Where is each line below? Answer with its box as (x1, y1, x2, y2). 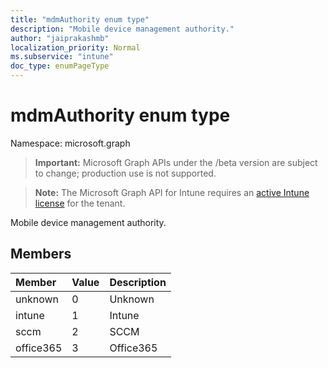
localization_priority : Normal (10, 42, 141, 53)
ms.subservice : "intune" (10, 52, 114, 62)
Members (10, 246, 72, 263)
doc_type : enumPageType (10, 61, 110, 71)
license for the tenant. (34, 197, 126, 209)
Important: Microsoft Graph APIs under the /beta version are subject (34, 156, 318, 168)
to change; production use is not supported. (34, 167, 217, 179)
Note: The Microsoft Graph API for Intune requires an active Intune (34, 186, 310, 198)
